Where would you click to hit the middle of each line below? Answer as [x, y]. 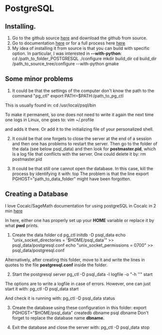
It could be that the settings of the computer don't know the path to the [83, 91]
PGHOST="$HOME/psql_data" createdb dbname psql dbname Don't [80, 313]
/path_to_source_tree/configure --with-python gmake [65, 64]
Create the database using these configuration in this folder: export [79, 307]
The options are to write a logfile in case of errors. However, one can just [78, 284]
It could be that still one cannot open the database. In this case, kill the [83, 168]
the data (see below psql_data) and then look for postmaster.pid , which [84, 149]
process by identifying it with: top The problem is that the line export [80, 174]
